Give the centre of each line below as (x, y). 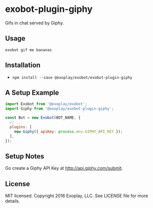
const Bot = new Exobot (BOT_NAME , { (43, 118)
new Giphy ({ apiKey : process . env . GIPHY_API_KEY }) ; (68, 132)
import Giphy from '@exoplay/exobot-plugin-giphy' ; (59, 109)
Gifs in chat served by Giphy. (35, 23)
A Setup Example (32, 93)
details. (13, 201)
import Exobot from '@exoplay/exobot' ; (46, 104)
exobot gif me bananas (28, 50)
